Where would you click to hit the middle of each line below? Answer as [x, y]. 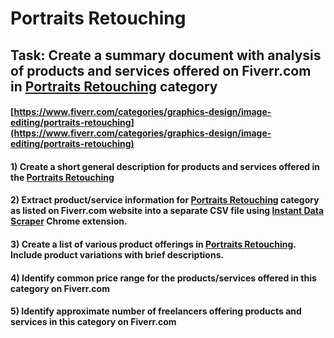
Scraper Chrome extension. [69, 221]
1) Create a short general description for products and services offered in [165, 166]
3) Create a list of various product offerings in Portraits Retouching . [153, 244]
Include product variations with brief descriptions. [117, 254]
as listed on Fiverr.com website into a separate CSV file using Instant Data [167, 211]
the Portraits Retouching [62, 177]
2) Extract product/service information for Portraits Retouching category [165, 200]
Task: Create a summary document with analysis [166, 55]
